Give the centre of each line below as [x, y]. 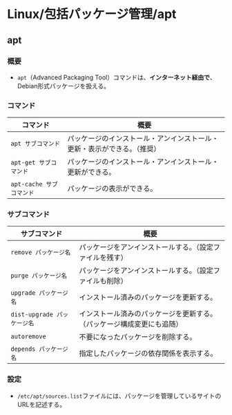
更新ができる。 [91, 172]
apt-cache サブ [35, 184]
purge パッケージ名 [39, 276]
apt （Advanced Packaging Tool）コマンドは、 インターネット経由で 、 [116, 77]
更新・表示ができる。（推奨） [114, 149]
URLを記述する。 [41, 404]
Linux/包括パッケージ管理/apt [92, 14]
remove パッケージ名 [41, 252]
